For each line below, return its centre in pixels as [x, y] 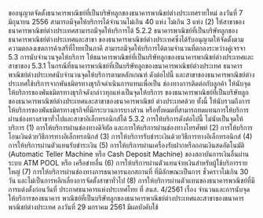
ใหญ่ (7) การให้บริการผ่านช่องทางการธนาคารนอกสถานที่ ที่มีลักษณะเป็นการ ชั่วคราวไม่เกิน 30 [128, 172]
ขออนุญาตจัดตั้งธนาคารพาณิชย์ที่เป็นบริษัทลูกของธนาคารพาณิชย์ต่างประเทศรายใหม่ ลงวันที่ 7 [126, 13]
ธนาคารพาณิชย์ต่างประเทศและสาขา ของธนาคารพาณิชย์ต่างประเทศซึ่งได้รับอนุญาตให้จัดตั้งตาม [126, 39]
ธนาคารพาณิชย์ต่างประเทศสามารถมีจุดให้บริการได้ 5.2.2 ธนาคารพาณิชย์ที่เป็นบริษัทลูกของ [123, 31]
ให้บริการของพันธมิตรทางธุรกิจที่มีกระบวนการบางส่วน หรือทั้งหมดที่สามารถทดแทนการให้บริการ [128, 110]
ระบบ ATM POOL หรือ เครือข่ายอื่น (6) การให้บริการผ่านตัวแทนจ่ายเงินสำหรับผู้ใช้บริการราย [128, 163]
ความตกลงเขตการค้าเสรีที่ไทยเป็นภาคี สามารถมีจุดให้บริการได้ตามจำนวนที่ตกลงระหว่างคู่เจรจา [127, 48]
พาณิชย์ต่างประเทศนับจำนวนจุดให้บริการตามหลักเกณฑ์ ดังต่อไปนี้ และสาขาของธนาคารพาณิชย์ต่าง [131, 74]
